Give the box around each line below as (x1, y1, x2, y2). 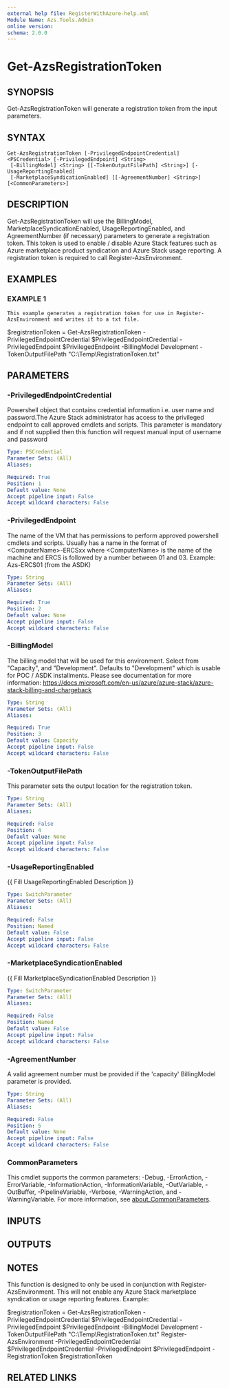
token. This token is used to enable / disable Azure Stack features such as (7, 239, 217, 247)
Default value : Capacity (7, 737, 78, 744)
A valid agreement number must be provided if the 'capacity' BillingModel (7, 1070, 216, 1078)
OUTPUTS (7, 1239, 52, 1250)
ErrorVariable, (7, 1181, 47, 1189)
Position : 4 (7, 826, 41, 833)
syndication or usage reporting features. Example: (7, 1294, 149, 1303)
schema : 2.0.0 (7, 29, 48, 36)
